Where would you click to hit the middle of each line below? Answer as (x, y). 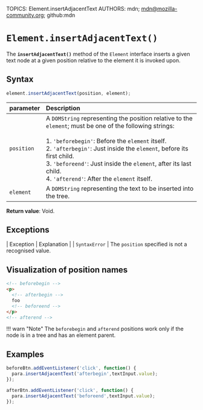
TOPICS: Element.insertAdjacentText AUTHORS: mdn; (73, 9)
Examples (25, 354)
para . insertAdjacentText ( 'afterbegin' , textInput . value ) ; (85, 374)
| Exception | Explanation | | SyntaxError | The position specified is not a (97, 245)
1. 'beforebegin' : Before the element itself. (106, 141)
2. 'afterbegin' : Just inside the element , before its (117, 149)
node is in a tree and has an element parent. (61, 335)
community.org (25, 15)
